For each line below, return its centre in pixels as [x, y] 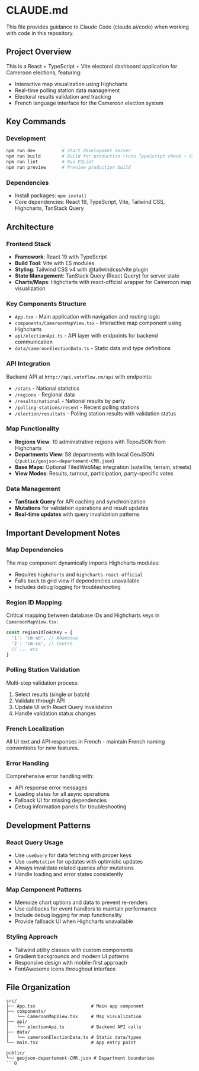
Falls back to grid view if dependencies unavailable [77, 581]
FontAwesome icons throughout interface [65, 969]
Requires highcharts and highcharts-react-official [79, 574]
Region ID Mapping [34, 602]
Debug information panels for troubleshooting [70, 807]
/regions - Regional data [45, 394]
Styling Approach [32, 937]
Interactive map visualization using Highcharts [71, 84]
